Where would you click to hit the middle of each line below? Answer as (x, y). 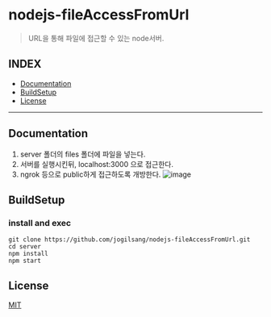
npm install (28, 254)
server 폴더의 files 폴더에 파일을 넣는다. (83, 154)
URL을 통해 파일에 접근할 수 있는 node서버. (96, 38)
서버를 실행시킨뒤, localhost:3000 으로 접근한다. (96, 164)
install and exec (40, 223)
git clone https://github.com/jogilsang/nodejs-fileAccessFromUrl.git (129, 240)
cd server (25, 247)
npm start (25, 261)
